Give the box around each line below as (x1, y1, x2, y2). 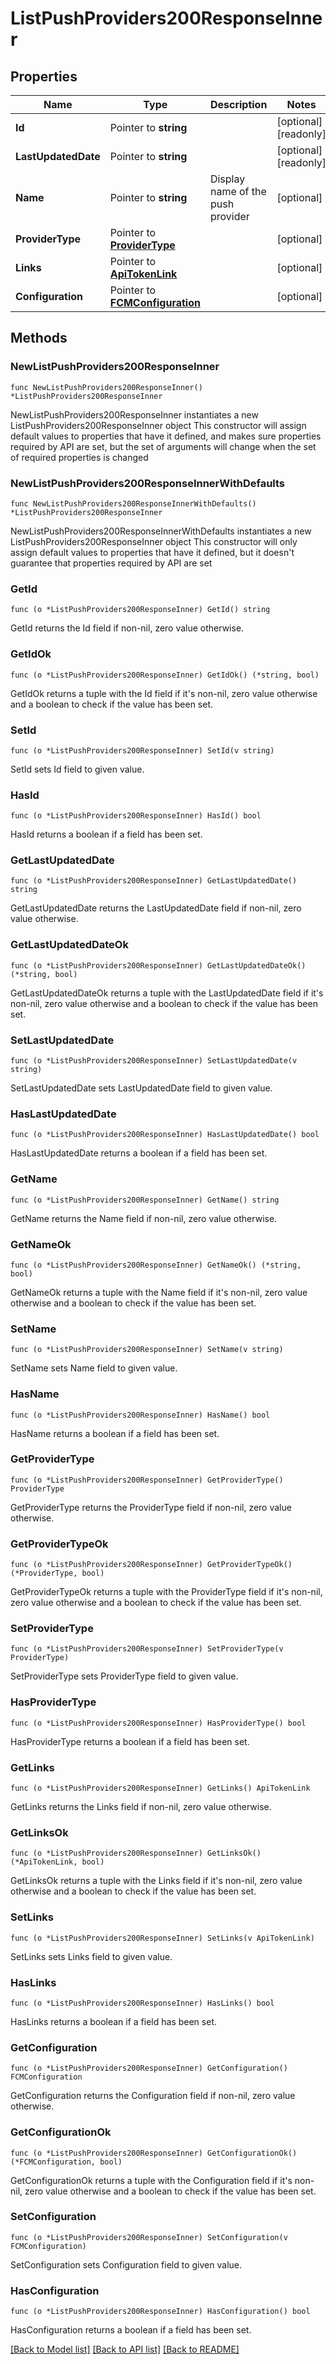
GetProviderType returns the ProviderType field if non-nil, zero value (10, 1501, 292, 1513)
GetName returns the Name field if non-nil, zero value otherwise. (10, 1212, 278, 1224)
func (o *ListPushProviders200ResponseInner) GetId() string (10, 605, 271, 615)
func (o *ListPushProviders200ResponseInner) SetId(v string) (10, 745, 275, 756)
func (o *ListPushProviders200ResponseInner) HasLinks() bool (10, 1998, 275, 2008)
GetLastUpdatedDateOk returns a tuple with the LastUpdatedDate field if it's (10, 987, 324, 999)
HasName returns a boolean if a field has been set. (10, 1427, 220, 1439)
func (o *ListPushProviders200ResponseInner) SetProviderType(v (10, 1644, 284, 1654)
